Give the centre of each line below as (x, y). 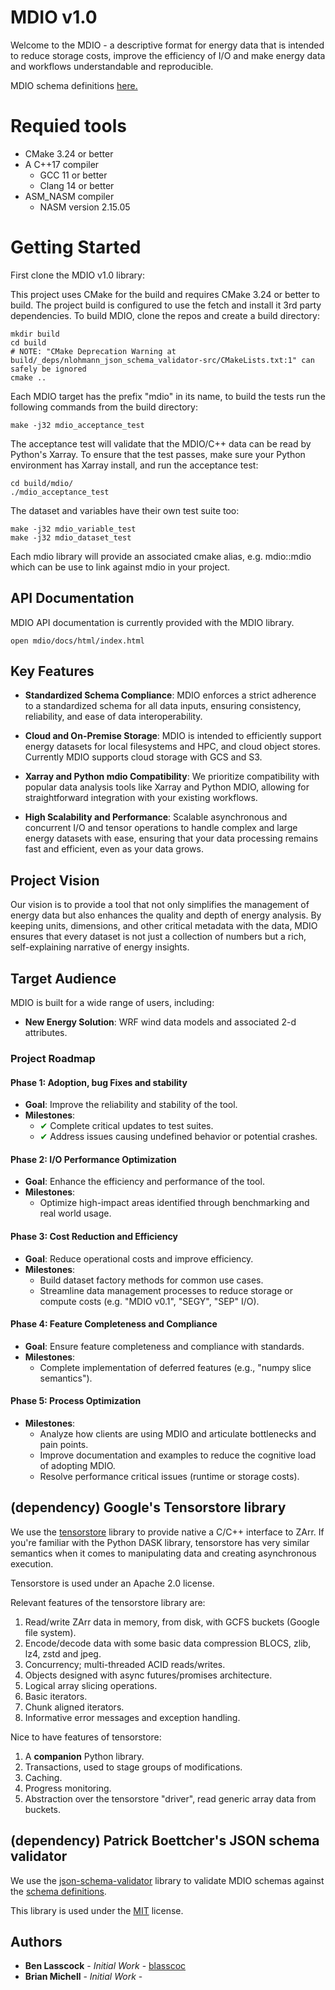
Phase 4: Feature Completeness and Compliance (114, 1324)
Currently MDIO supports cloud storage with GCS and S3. (143, 757)
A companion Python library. (84, 1756)
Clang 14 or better (77, 185)
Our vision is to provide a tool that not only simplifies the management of (160, 905)
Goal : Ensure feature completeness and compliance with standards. (164, 1346)
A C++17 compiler (62, 164)
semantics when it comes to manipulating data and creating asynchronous (163, 1553)
